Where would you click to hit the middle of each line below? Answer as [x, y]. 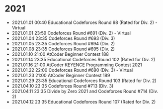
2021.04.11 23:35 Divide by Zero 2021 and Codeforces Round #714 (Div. [85, 91]
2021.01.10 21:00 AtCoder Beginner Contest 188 [60, 54]
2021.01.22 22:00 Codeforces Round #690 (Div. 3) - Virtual [72, 70]
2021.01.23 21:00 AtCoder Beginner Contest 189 [61, 75]
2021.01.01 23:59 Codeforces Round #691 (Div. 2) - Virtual [71, 33]
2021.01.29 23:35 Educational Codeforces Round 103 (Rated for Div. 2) [84, 81]
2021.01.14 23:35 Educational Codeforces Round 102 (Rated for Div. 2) [83, 59]
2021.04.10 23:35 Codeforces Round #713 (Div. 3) [63, 86]
